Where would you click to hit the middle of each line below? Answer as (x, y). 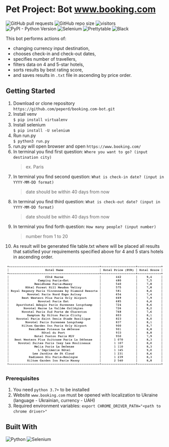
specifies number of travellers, (45, 59)
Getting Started (31, 91)
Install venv (25, 114)
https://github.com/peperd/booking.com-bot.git (64, 109)
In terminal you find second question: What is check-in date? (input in (89, 176)
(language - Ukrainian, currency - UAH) (54, 400)
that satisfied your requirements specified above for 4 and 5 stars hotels (88, 251)
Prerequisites (22, 379)
